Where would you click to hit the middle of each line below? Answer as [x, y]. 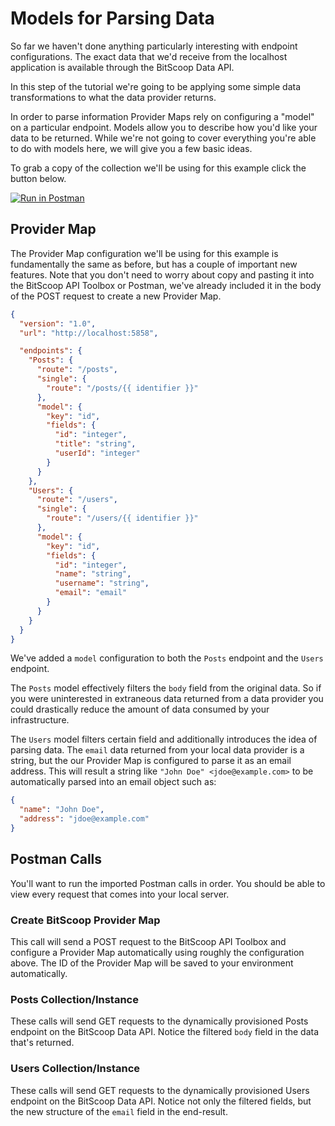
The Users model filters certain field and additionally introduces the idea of [164, 739]
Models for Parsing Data [112, 18]
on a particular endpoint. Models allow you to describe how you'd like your [164, 127]
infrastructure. [40, 720]
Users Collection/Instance [75, 1069]
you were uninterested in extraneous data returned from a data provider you [167, 699]
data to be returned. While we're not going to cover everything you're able [163, 138]
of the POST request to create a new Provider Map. [116, 296]
